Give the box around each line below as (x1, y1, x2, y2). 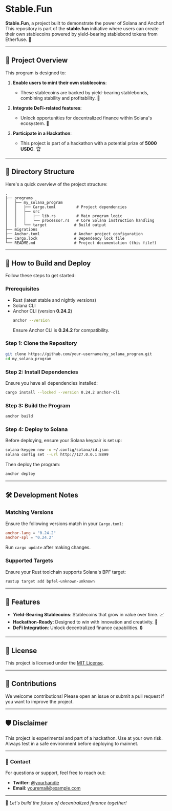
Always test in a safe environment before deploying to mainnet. (5, 740, 139, 746)
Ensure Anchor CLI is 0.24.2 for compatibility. (12, 327, 110, 333)
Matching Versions (5, 509, 54, 516)
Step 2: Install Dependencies (5, 368, 78, 376)
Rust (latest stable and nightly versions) (12, 297, 96, 303)
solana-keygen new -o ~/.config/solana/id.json (5, 447, 109, 452)
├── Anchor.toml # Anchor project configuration (5, 231, 143, 236)
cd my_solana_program (5, 356, 52, 361)
